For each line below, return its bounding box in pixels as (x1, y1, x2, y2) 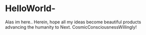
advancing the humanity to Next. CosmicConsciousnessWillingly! (5, 24, 137, 30)
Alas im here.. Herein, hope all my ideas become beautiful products (5, 19, 142, 25)
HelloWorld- (5, 3, 56, 14)
